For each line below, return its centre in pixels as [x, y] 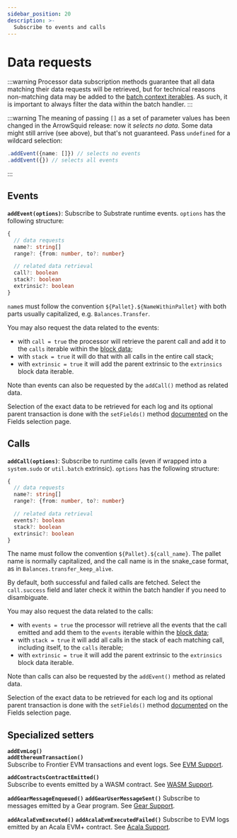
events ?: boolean [39, 520]
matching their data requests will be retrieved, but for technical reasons [111, 89]
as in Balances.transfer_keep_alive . [60, 569]
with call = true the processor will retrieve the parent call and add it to [122, 341]
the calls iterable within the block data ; [75, 349]
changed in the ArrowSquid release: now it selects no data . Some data [110, 125]
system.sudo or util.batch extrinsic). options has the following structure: [113, 468]
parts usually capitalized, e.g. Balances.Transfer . [79, 313]
